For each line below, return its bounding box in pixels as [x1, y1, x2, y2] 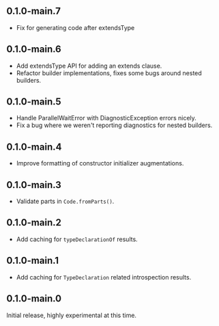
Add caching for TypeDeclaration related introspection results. [16, 273, 192, 281]
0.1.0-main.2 [6, 217, 62, 228]
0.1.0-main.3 [6, 179, 62, 191]
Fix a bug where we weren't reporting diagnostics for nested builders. [16, 121, 213, 129]
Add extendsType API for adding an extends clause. [16, 62, 162, 70]
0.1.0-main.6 [6, 44, 62, 55]
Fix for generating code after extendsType [16, 23, 135, 31]
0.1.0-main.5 [6, 96, 62, 108]
